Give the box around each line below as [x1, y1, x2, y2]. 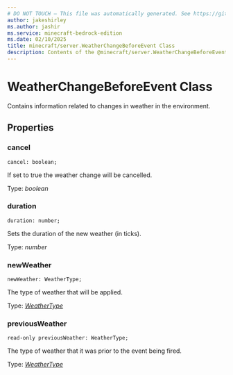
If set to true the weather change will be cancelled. [7, 171, 153, 179]
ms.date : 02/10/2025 [7, 36, 67, 43]
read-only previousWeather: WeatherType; [7, 335, 129, 342]
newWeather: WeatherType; [7, 276, 82, 283]
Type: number [7, 242, 47, 251]
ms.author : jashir [7, 23, 60, 30]
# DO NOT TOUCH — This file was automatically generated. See [7, 10, 191, 17]
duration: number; [7, 217, 60, 224]
